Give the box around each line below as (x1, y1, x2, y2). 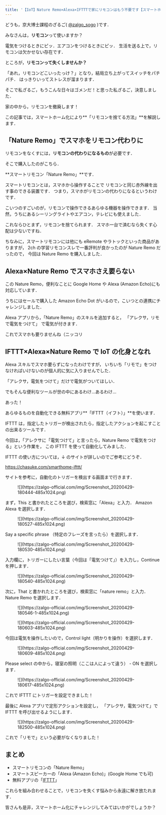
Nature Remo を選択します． (5, 595, 63, 601)
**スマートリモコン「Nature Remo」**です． (5, 171, 97, 177)
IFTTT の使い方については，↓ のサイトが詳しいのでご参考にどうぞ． (5, 454, 144, 460)
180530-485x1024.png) (17, 547, 66, 553)
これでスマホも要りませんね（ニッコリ (5, 331, 83, 337)
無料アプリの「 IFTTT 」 (12, 777, 59, 783)
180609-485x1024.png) (17, 651, 66, 656)
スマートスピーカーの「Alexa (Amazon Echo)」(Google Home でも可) (12, 771, 154, 777)
